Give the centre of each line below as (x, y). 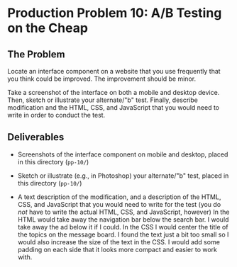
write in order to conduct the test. (56, 115)
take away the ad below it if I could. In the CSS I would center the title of (123, 227)
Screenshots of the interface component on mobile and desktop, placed (123, 154)
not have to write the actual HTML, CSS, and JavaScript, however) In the (123, 212)
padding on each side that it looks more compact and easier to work (117, 249)
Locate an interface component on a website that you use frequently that (114, 71)
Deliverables (36, 137)
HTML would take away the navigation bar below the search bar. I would (123, 219)
